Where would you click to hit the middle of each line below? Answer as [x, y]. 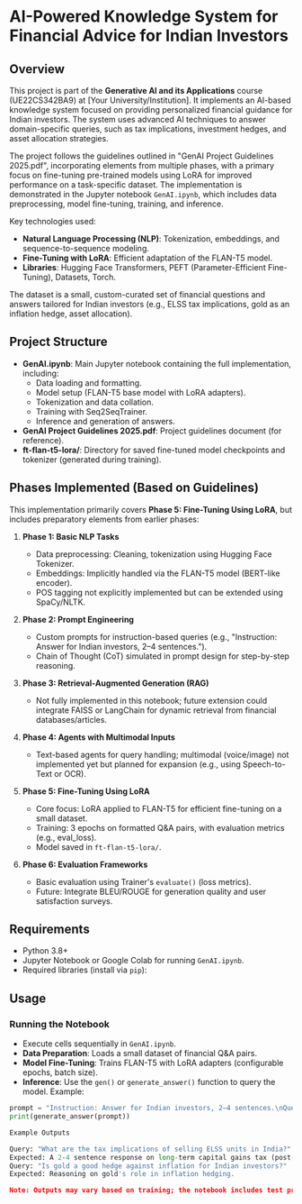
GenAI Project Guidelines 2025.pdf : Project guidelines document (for [152, 431]
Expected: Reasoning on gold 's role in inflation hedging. [122, 1174]
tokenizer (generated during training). [92, 459]
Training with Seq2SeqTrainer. [92, 411]
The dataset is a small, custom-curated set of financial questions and [138, 294]
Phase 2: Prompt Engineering [78, 619]
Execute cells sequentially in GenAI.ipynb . [99, 1044]
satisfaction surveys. [74, 901]
